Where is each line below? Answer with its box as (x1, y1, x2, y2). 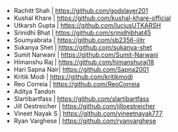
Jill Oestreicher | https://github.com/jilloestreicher (13, 102, 155, 110)
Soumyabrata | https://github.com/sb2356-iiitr (13, 36, 146, 44)
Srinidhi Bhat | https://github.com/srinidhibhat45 (13, 28, 152, 37)
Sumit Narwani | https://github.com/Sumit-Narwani (13, 50, 159, 59)
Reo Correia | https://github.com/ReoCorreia (13, 80, 140, 88)
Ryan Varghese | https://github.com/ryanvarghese (13, 117, 157, 124)
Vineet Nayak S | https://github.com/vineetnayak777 (13, 109, 163, 117)
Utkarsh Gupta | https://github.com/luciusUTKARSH (13, 21, 161, 29)
